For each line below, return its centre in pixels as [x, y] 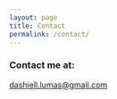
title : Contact [38, 26]
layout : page [33, 17]
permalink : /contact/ [50, 34]
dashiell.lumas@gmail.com [58, 85]
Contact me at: [42, 65]
